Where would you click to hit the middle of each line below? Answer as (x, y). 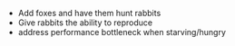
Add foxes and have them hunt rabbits (89, 13)
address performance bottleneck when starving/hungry (122, 32)
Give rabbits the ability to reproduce (85, 23)
